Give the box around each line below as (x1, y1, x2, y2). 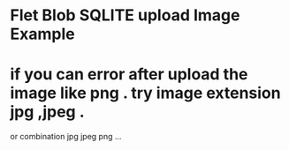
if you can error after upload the (10, 64, 248, 85)
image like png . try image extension (10, 83, 281, 103)
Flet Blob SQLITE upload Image (10, 5, 240, 26)
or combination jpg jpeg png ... (10, 131, 122, 142)
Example (10, 24, 75, 44)
